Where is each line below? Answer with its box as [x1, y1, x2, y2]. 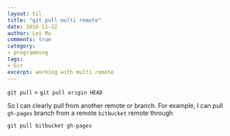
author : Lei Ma [7, 29, 52, 37]
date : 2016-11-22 [7, 23, 58, 30]
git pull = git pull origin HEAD [7, 88, 103, 96]
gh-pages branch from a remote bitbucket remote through [7, 109, 173, 117]
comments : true [7, 36, 52, 43]
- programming [7, 50, 49, 56]
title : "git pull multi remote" [7, 17, 101, 24]
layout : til [7, 10, 42, 17]
